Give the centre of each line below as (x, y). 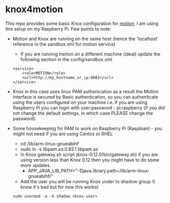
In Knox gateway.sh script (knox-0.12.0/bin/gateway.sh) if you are (89, 154)
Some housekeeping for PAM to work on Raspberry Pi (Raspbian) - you (87, 128)
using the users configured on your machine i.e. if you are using (80, 102)
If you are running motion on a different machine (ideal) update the (90, 54)
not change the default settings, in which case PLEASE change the (83, 113)
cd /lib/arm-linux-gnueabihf (50, 143)
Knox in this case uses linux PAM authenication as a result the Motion (86, 91)
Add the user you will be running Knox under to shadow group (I (88, 181)
